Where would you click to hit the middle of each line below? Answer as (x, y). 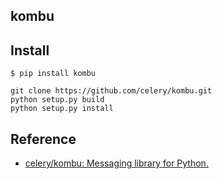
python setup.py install (62, 109)
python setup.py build (57, 100)
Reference (43, 139)
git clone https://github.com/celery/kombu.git (111, 91)
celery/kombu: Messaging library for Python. (116, 163)
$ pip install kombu (53, 74)
